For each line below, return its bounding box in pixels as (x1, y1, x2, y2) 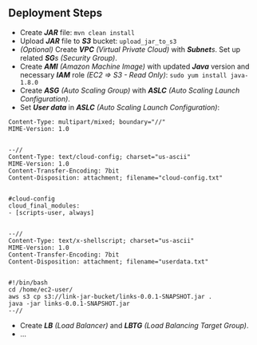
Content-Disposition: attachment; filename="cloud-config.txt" (8, 173, 223, 182)
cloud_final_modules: (8, 201, 81, 210)
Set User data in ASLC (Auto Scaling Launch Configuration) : (19, 102, 220, 112)
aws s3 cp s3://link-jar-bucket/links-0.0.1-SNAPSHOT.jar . (8, 292, 213, 300)
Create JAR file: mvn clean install (19, 27, 136, 37)
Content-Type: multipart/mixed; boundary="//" (8, 117, 166, 126)
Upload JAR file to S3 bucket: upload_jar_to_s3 (19, 36, 177, 46)
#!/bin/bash (8, 279, 48, 287)
